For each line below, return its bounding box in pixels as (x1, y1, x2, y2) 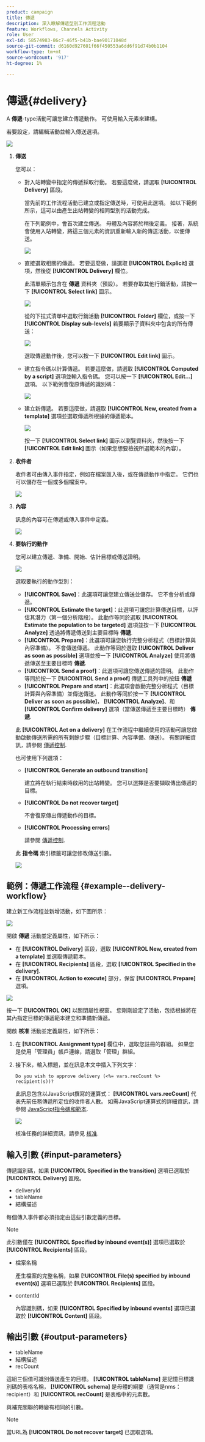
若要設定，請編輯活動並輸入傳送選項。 (6, 128, 103, 135)
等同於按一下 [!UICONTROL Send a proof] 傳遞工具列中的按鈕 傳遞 (24, 675, 192, 682)
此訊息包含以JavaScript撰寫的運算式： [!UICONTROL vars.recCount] (15, 1090, 190, 1098)
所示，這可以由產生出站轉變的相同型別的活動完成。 (24, 207, 153, 214)
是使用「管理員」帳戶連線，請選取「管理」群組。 (15, 1048, 138, 1055)
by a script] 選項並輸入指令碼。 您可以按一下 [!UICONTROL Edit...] (24, 373, 193, 380)
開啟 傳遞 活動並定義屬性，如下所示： (6, 932, 101, 940)
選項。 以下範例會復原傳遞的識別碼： (24, 381, 117, 388)
